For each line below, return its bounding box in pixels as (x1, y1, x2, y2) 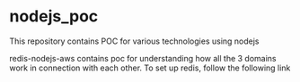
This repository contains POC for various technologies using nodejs (9, 36, 260, 46)
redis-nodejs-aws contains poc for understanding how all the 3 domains (9, 53, 277, 63)
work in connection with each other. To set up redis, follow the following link (9, 62, 291, 73)
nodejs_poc (9, 6, 99, 27)
